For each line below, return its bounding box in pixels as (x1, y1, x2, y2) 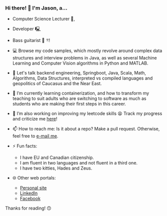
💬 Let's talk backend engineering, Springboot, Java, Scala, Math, (12, 70, 146, 76)
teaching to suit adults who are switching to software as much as (12, 95, 146, 101)
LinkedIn (19, 190, 38, 196)
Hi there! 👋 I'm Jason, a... (5, 4, 67, 11)
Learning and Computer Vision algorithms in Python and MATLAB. (12, 60, 148, 66)
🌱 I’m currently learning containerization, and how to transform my (12, 90, 149, 96)
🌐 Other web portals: (12, 175, 56, 181)
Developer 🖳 (12, 26, 41, 32)
